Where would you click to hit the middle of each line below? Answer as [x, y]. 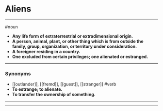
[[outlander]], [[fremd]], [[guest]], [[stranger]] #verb [64, 84]
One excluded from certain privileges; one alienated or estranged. [80, 56]
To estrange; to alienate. [37, 89]
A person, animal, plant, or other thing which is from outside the [78, 41]
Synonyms [18, 73]
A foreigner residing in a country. [46, 51]
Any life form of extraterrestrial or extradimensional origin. [73, 36]
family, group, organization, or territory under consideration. [74, 46]
